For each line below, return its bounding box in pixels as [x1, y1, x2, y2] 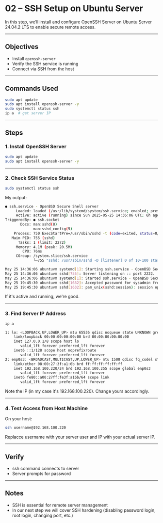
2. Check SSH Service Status [5, 175, 75, 182]
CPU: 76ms [22, 249, 42, 254]
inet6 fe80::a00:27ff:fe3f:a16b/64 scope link [14, 375, 110, 380]
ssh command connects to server [12, 466, 80, 472]
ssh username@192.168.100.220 [5, 425, 66, 430]
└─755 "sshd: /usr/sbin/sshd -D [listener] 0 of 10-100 [33, 258, 149, 263]
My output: [5, 194, 27, 200]
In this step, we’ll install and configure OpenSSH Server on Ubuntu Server [5, 19, 152, 25]
